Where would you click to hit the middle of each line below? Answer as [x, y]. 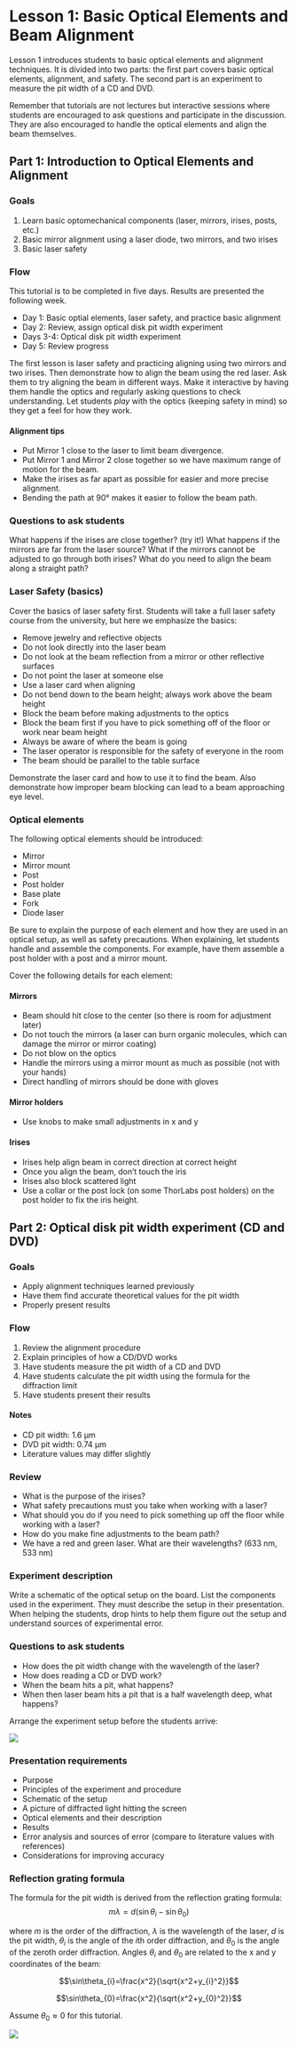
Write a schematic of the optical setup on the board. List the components [143, 1595]
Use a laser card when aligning [78, 684]
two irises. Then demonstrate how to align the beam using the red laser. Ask [148, 372]
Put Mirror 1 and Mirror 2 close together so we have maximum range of [151, 460]
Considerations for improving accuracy [93, 1856]
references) [43, 1846]
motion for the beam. [60, 469]
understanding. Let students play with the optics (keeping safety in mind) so [148, 401]
